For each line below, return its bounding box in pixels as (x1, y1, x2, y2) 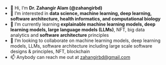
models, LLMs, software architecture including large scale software (10, 43, 153, 49)
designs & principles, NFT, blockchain (10, 49, 90, 54)
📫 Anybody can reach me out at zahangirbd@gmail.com (10, 54, 131, 60)
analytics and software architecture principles (10, 32, 109, 38)
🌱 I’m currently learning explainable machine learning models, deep (10, 21, 156, 27)
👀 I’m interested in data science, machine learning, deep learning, (10, 10, 152, 16)
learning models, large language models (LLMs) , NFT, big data (10, 27, 145, 33)
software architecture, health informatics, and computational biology (10, 16, 161, 21)
